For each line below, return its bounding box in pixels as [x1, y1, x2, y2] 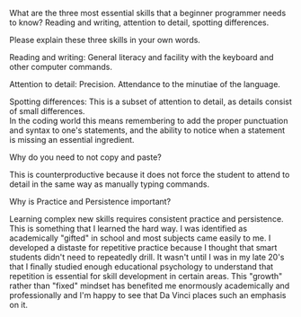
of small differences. [9, 106, 85, 116]
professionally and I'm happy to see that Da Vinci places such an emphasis [9, 290, 287, 300]
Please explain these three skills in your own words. [9, 35, 200, 45]
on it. [9, 300, 29, 310]
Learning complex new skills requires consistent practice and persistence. [9, 214, 285, 224]
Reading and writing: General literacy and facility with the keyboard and [9, 52, 274, 62]
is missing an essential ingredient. [9, 135, 135, 145]
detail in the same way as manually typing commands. [9, 179, 209, 189]
